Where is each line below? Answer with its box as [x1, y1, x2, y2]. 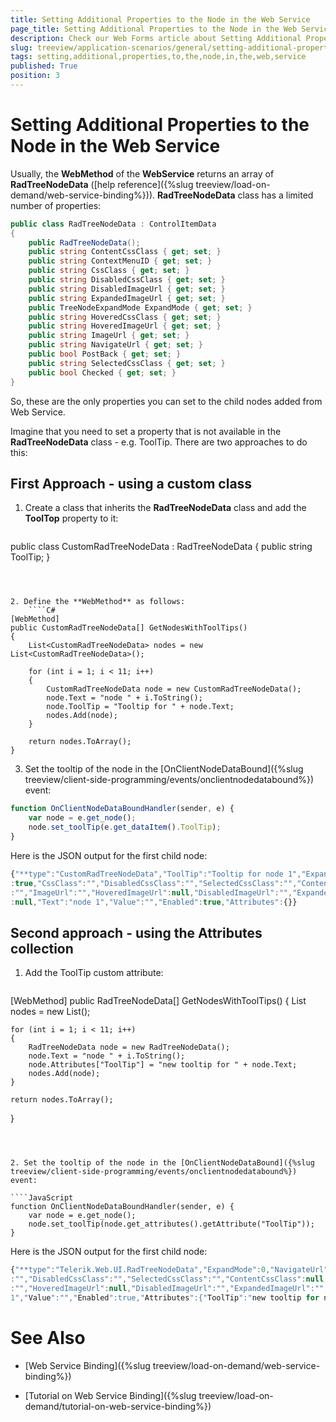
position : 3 [10, 71, 60, 81]
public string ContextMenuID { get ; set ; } [28, 256, 213, 266]
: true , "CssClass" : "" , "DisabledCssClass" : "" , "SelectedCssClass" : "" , [10, 878, 298, 888]
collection [10, 940, 74, 957]
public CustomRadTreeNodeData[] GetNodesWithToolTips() [10, 623, 248, 633]
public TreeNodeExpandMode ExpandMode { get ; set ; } [28, 302, 253, 313]
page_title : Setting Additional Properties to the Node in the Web [10, 24, 298, 34]
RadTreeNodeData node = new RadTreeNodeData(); [28, 1042, 230, 1053]
